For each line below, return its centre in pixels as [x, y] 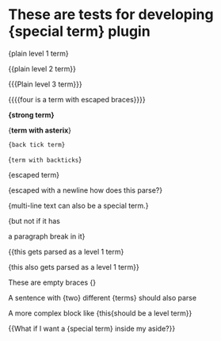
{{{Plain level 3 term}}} [45, 84]
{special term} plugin [79, 31]
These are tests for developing [111, 15]
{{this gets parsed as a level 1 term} [66, 251]
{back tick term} [37, 144]
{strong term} [31, 115]
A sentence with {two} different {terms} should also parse [102, 297]
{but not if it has [34, 220]
